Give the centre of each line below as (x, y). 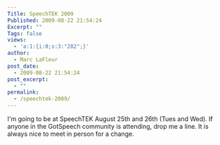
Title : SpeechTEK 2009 (40, 14)
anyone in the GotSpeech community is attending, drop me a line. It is (108, 126)
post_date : (23, 66)
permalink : (23, 92)
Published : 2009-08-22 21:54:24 (54, 20)
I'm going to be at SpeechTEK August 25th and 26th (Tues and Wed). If (110, 119)
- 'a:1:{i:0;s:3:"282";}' (52, 46)
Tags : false (25, 33)
